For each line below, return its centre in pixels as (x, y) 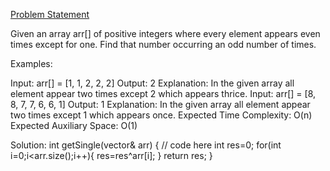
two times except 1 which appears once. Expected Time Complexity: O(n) (161, 115)
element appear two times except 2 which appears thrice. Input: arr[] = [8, (163, 93)
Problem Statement (50, 14)
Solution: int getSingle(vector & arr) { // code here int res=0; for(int (146, 145)
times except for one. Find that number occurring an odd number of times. (163, 44)
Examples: (31, 63)
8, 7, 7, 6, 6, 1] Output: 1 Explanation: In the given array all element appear (160, 104)
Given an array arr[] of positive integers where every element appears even (165, 33)
